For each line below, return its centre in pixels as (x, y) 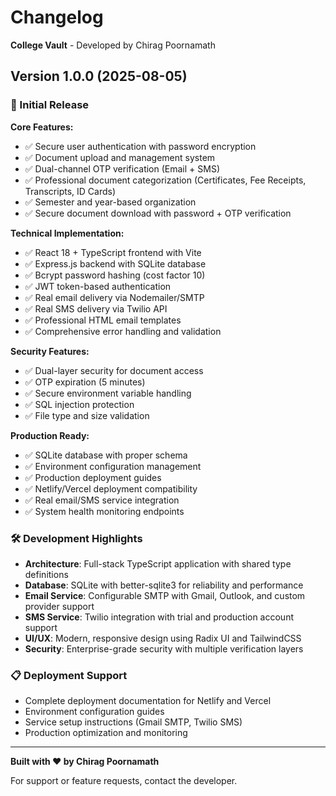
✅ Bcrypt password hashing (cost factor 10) (115, 275)
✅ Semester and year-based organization (110, 202)
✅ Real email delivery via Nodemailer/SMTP (114, 297)
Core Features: (42, 127)
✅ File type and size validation (87, 415)
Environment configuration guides (94, 712)
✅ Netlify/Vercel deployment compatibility (111, 488)
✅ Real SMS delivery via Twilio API (96, 308)
